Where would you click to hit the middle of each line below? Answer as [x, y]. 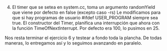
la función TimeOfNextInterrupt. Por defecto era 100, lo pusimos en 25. [86, 28]
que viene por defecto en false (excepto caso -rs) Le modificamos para [86, 12]
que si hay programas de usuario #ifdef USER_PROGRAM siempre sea [85, 18]
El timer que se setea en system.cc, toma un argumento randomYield [83, 7]
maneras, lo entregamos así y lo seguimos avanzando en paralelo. [73, 43]
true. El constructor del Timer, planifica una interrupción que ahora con [86, 23]
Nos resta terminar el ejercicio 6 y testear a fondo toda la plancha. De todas [83, 38]
